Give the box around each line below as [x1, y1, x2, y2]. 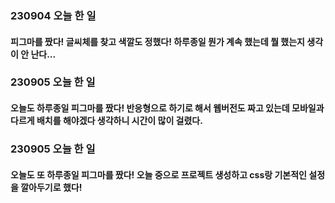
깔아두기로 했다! [20, 181, 83, 193]
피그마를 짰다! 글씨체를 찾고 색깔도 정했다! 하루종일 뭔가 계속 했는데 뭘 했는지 [10, 35, 305, 47]
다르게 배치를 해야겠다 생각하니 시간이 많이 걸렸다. [10, 115, 203, 127]
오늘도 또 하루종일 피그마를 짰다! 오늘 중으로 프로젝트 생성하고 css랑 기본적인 [10, 168, 307, 181]
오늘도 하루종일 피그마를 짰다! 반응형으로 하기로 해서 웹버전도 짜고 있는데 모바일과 [10, 102, 325, 114]
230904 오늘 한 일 [10, 8, 97, 22]
